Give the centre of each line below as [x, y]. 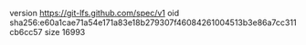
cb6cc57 [26, 32]
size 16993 [65, 32]
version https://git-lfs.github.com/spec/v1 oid [95, 13]
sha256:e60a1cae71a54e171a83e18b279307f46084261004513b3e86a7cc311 [153, 22]
